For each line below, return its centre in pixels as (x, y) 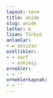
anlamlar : (19, 40)
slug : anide (21, 23)
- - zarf (17, 57)
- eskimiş (24, 63)
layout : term (23, 12)
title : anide (23, 18)
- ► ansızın (21, 46)
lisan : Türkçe (24, 35)
